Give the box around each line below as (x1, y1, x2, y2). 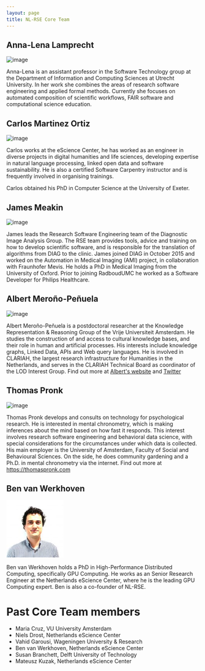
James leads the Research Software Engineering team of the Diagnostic (6, 230, 188, 237)
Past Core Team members (6, 605, 141, 619)
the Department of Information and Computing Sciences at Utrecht (6, 74, 174, 82)
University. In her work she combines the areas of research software (6, 81, 179, 88)
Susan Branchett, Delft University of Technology (15, 651, 137, 659)
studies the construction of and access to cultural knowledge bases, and (6, 335, 190, 342)
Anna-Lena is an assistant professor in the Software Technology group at (6, 68, 191, 75)
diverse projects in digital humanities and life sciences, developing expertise (6, 153, 199, 161)
